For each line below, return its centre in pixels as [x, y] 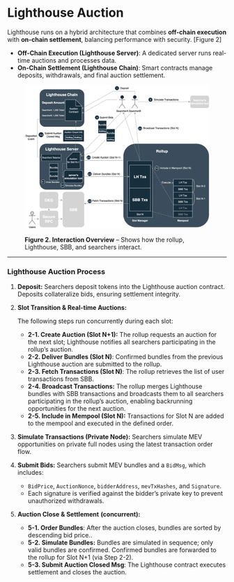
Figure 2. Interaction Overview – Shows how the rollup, [104, 239]
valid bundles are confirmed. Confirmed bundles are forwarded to [122, 550]
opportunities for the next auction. [77, 409]
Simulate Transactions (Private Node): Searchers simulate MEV [110, 437]
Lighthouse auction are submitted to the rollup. [95, 364]
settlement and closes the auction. [77, 572]
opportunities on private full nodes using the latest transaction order [115, 444]
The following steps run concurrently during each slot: [95, 321]
